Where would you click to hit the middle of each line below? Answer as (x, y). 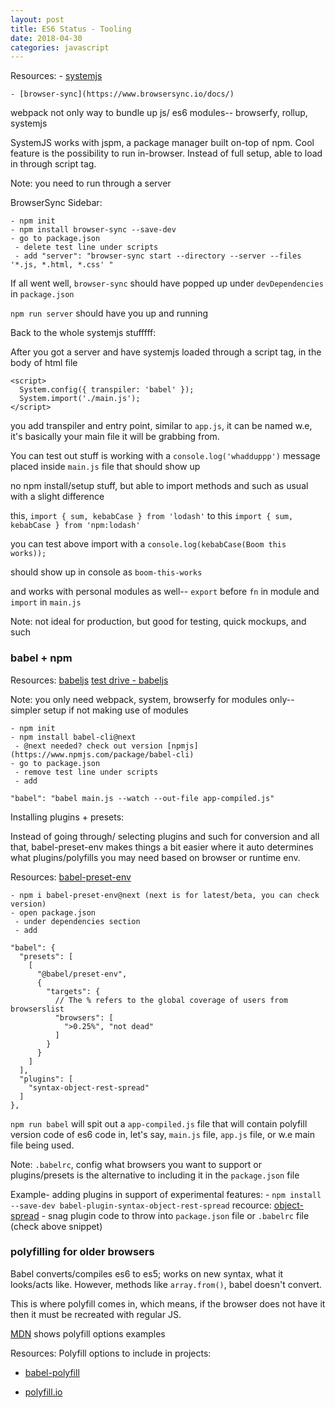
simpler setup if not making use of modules (99, 710)
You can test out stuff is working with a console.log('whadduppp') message (165, 456)
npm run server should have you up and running (109, 313)
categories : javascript (60, 47)
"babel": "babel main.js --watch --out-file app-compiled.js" (142, 798)
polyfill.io (43, 1392)
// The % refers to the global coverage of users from (171, 1000)
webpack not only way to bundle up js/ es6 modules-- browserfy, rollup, (159, 113)
